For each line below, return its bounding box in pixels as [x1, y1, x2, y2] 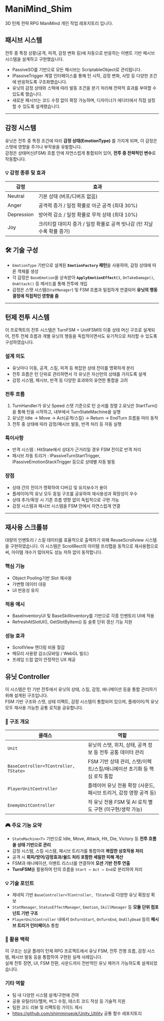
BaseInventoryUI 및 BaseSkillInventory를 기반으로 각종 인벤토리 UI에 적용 [12, 613, 155, 619]
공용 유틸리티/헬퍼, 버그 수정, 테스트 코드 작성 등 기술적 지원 [12, 998, 126, 1004]
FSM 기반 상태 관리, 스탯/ [87, 758, 143, 765]
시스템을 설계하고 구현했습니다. [5, 56, 64, 62]
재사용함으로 [134, 543, 159, 549]
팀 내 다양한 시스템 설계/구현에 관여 [12, 992, 79, 998]
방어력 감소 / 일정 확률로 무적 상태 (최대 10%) [38, 211, 138, 218]
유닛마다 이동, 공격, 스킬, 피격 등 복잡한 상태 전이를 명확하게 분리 [12, 365, 135, 371]
